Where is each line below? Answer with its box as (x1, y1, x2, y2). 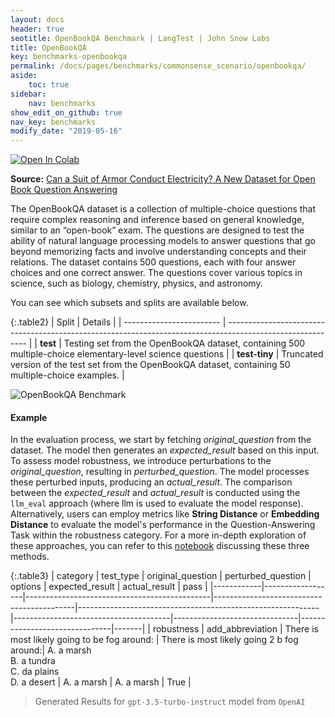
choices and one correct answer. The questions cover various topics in (10, 267, 303, 279)
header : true (10, 24, 65, 34)
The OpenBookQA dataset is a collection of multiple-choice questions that (10, 203, 317, 215)
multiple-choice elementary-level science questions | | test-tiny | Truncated (10, 348, 324, 360)
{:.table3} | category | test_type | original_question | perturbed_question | (10, 570, 312, 582)
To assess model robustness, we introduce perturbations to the (10, 455, 272, 467)
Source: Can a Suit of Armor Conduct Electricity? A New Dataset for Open (10, 173, 316, 185)
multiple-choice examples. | (10, 369, 125, 381)
